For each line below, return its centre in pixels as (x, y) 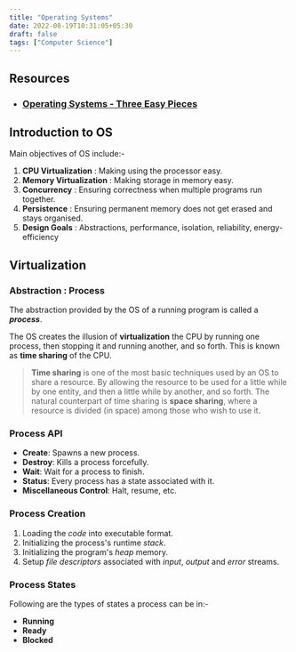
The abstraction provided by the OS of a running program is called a (134, 310)
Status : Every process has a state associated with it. (118, 481)
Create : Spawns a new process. (81, 453)
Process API (36, 433)
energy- (268, 228)
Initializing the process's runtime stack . (94, 543)
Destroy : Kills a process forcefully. (85, 463)
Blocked (37, 640)
